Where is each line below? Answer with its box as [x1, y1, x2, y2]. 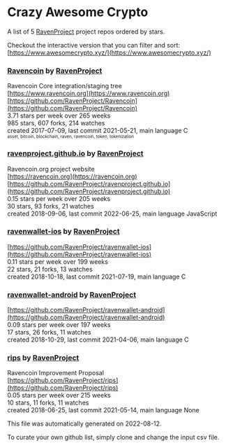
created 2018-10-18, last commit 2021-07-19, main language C [7, 272, 186, 281]
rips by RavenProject [7, 353, 80, 363]
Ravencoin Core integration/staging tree [7, 82, 122, 90]
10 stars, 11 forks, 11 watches [7, 398, 89, 407]
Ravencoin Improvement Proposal [7, 369, 105, 377]
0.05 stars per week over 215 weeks [7, 391, 111, 400]
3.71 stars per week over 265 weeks [7, 111, 111, 120]
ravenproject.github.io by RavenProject [7, 148, 144, 158]
